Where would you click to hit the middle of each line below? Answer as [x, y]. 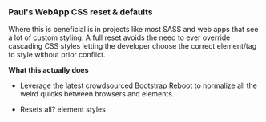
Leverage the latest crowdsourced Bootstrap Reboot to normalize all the [139, 85]
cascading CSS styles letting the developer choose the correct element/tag [133, 46]
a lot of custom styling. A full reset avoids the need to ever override [119, 37]
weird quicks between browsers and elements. [97, 94]
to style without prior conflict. [57, 55]
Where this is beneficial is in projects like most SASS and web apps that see [133, 30]
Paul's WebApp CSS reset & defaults [81, 12]
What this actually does [49, 70]
